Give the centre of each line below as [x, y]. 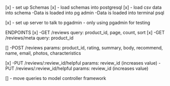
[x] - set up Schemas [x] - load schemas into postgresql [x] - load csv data [83, 7]
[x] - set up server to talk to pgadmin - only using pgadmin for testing [78, 23]
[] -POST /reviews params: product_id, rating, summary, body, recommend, [84, 48]
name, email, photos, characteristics [43, 53]
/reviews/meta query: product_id [39, 38]
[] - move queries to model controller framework [56, 78]
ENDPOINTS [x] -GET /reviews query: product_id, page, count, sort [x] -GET [85, 32]
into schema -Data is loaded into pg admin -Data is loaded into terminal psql [85, 13]
